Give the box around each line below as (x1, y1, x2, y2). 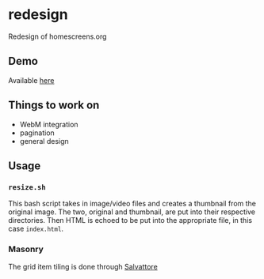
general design (19, 136, 69, 145)
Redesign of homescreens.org (8, 32, 107, 41)
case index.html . (8, 224, 64, 234)
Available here (8, 75, 55, 85)
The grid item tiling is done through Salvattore (8, 262, 159, 271)
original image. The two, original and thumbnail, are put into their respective (8, 207, 256, 217)
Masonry (8, 243, 44, 254)
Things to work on (8, 99, 100, 112)
